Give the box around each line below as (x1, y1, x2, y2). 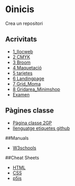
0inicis (5, 4, 34, 15)
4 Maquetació (12, 64, 42, 70)
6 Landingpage (12, 75, 45, 82)
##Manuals (5, 135, 29, 141)
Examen (12, 91, 30, 97)
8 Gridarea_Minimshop (12, 86, 60, 92)
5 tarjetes (12, 70, 33, 76)
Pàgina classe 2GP (12, 120, 52, 126)
